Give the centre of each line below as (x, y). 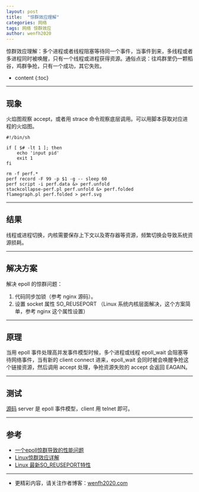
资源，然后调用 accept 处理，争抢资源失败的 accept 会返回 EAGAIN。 (106, 367)
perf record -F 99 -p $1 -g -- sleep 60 (57, 179)
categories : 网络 (27, 22)
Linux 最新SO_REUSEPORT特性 (53, 465)
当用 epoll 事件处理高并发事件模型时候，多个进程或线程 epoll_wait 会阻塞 (95, 352)
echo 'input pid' (38, 153)
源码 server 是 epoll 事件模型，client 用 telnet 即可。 (70, 409)
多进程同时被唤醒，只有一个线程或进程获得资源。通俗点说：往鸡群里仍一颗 (97, 59)
